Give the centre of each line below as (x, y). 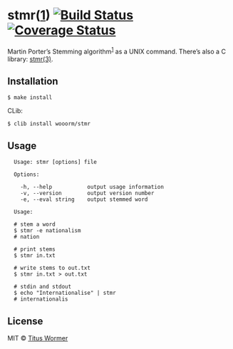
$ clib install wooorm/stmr (49, 124)
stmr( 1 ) (29, 15)
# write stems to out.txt (52, 268)
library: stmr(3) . (30, 59)
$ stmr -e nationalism (47, 231)
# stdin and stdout (43, 287)
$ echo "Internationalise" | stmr (65, 293)
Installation (33, 81)
